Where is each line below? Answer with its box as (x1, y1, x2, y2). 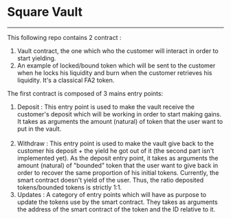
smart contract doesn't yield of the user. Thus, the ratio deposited (16, 176, 204, 184)
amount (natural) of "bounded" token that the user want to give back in (16, 161, 219, 169)
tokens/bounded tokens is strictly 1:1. (16, 183, 122, 191)
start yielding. (16, 54, 56, 62)
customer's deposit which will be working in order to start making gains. (16, 109, 222, 118)
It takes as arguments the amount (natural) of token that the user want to (16, 117, 223, 125)
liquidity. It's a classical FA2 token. (16, 76, 115, 84)
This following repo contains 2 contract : (7, 33, 122, 41)
